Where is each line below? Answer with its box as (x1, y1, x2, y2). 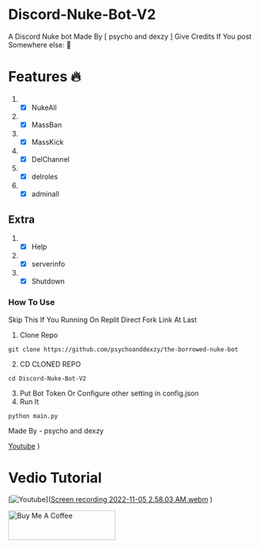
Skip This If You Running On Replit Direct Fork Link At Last (8, 314, 198, 325)
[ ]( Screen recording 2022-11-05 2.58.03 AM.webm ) (8, 495, 213, 505)
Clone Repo (19, 330, 58, 340)
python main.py (8, 412, 58, 420)
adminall (31, 190, 59, 199)
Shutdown (31, 276, 66, 286)
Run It (19, 396, 40, 406)
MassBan (31, 120, 62, 129)
